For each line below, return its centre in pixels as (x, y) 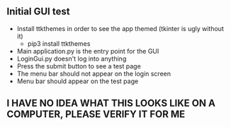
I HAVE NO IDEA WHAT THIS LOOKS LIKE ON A (111, 103)
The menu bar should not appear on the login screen (94, 73)
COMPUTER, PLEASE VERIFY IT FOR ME (96, 115)
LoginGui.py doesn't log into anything (72, 59)
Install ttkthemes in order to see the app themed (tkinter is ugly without (120, 28)
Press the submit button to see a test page (79, 66)
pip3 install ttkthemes (59, 43)
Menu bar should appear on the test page (78, 81)
